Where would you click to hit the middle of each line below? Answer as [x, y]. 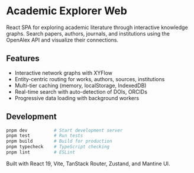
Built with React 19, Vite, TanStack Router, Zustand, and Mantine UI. [88, 164]
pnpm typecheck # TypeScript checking [58, 147]
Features [23, 58]
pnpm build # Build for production [59, 141]
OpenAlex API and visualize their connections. [62, 40]
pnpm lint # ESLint [41, 152]
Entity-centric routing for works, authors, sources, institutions [90, 79]
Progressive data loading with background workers [77, 98]
